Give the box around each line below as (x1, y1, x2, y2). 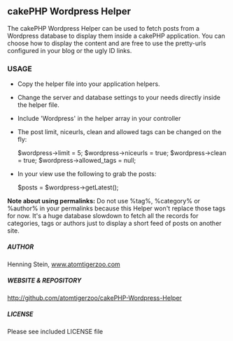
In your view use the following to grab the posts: (17, 170, 157, 178)
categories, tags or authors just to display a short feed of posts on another (7, 219, 222, 228)
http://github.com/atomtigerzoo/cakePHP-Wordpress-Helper (7, 293, 182, 303)
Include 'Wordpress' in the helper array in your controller (17, 115, 181, 123)
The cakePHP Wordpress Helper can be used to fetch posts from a (7, 24, 200, 32)
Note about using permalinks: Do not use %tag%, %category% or (7, 197, 201, 205)
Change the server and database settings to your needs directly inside (17, 94, 220, 102)
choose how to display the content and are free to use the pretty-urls (7, 38, 206, 48)
